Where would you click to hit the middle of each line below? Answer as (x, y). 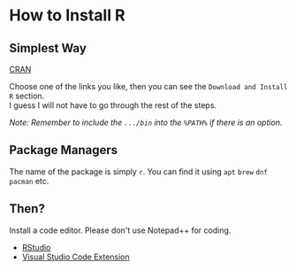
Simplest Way (48, 48)
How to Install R (67, 15)
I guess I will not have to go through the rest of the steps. (113, 105)
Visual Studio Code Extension (76, 257)
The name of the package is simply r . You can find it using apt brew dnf (138, 171)
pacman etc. (29, 181)
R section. (27, 96)
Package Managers (64, 150)
